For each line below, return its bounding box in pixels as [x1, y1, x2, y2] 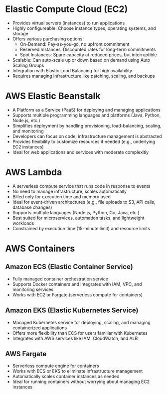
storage [12, 30, 28, 36]
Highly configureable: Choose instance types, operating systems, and [12, 25, 156, 31]
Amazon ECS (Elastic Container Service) [5, 263, 133, 271]
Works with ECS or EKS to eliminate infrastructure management [12, 368, 143, 374]
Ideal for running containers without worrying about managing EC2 [12, 379, 150, 385]
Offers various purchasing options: [12, 36, 84, 42]
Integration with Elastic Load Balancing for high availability [12, 67, 133, 73]
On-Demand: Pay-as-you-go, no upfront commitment [19, 41, 130, 47]
